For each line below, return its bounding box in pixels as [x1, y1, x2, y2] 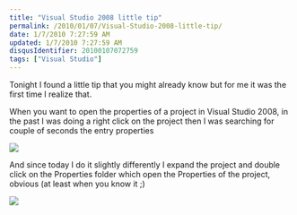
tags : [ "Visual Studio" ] [9, 55, 102, 64]
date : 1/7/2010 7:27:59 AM [9, 30, 110, 39]
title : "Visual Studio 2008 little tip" [9, 13, 163, 22]
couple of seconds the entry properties [9, 125, 154, 135]
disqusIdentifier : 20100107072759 [9, 47, 139, 56]
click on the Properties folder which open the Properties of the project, [9, 169, 271, 179]
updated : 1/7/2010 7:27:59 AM [9, 38, 123, 47]
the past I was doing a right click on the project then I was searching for [9, 116, 275, 126]
